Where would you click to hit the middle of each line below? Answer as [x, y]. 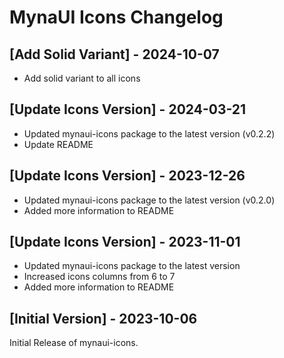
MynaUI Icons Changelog [116, 17]
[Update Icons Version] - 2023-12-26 [127, 176]
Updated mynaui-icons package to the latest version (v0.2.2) [149, 133]
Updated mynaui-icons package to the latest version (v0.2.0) [149, 200]
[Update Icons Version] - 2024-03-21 [128, 109]
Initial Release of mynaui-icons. [74, 343]
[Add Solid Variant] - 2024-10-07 [114, 54]
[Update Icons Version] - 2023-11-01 [125, 242]
